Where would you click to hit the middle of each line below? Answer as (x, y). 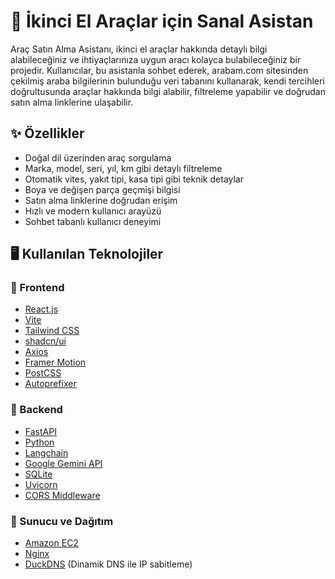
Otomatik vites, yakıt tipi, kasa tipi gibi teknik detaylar (134, 179)
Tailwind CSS (52, 331)
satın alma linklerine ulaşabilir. (72, 102)
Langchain (46, 452)
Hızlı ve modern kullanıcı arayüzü (93, 211)
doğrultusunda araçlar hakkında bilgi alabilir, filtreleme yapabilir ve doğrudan (168, 91)
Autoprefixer (50, 384)
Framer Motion (55, 362)
